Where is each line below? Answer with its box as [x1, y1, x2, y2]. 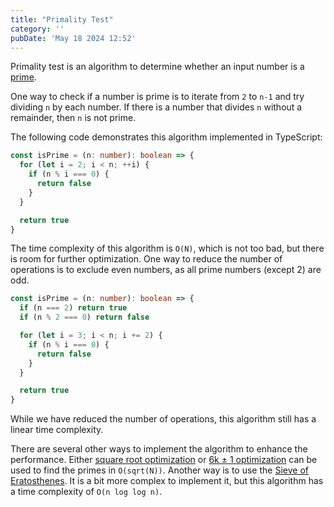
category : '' [10, 24, 65, 34]
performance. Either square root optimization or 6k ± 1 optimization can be [10, 454, 318, 466]
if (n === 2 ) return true [19, 303, 128, 313]
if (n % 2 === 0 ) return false [19, 312, 150, 323]
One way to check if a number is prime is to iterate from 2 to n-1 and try [10, 91, 305, 103]
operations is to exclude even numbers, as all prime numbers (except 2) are [10, 264, 322, 276]
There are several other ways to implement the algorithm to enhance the [10, 443, 308, 455]
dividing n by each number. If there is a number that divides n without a [10, 101, 303, 113]
